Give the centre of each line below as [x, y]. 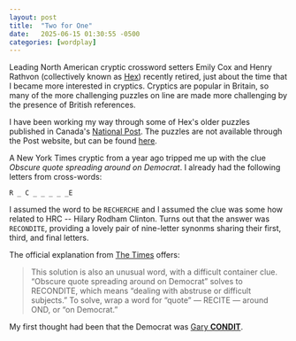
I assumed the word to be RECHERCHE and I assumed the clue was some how [146, 210]
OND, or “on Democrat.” [74, 310]
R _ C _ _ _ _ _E [41, 193]
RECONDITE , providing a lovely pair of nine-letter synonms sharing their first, [145, 229]
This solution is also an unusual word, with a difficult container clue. [154, 272]
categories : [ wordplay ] [53, 42]
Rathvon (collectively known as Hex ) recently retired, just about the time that [148, 77]
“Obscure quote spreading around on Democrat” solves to [137, 282]
